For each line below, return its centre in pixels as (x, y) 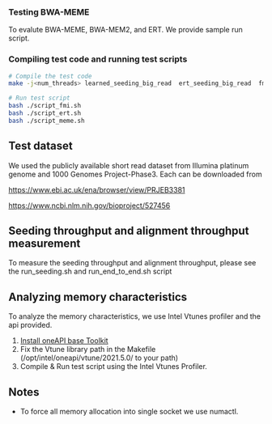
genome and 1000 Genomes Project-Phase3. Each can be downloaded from (135, 174)
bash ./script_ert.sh (45, 113)
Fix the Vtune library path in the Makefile (88, 350)
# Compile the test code (50, 76)
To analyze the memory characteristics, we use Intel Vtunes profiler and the (135, 316)
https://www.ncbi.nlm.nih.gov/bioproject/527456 (89, 206)
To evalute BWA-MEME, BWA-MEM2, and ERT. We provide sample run (125, 30)
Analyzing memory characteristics (98, 297)
